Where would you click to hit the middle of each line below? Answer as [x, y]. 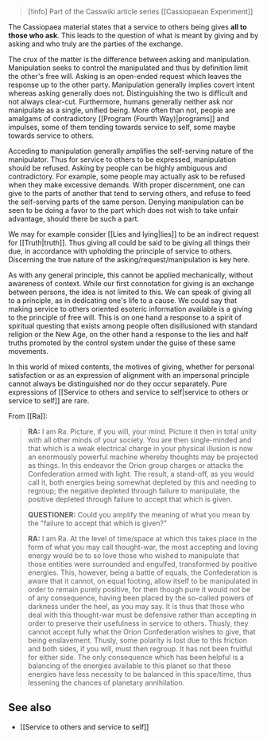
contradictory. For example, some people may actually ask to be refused [127, 176]
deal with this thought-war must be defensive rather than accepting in [142, 615]
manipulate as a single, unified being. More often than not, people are [122, 110]
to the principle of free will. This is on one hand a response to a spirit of [125, 317]
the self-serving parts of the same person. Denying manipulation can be [126, 202]
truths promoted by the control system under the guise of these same [122, 343]
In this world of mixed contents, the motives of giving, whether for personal [132, 367]
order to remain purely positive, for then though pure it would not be [139, 590]
